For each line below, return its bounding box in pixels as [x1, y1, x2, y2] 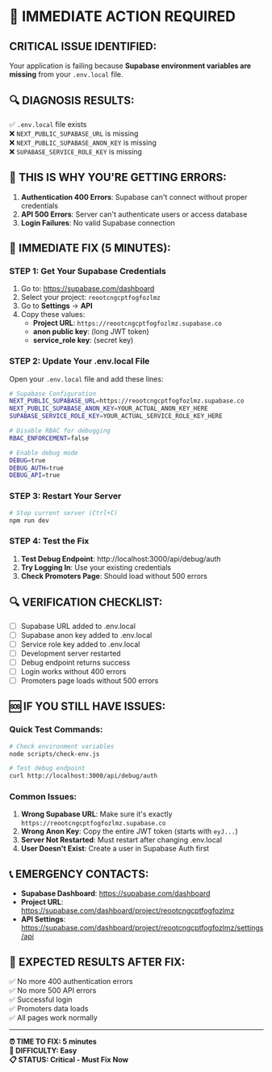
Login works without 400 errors [20, 666, 127, 676]
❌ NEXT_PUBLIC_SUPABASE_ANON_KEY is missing [9, 137, 157, 147]
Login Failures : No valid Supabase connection [20, 217, 176, 227]
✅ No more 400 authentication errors [9, 977, 133, 986]
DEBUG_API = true [9, 471, 61, 479]
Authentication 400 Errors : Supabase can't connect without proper [20, 192, 248, 201]
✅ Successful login [9, 994, 73, 1005]
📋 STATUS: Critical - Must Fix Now [9, 1055, 128, 1065]
